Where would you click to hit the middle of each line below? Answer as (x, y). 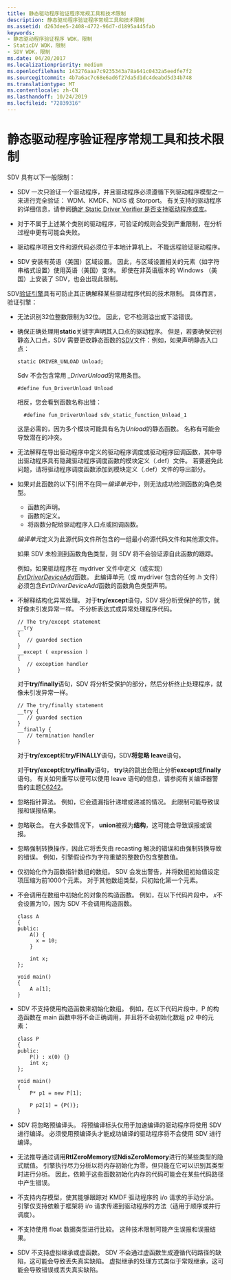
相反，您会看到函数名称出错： (59, 402)
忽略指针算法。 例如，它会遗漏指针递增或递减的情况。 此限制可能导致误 (118, 802)
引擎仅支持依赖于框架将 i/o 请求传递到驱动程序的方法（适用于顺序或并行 (119, 1206)
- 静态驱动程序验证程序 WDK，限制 (50, 39)
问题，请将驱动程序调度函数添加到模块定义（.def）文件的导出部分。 (113, 469)
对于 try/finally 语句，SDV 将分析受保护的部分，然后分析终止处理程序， (117, 684)
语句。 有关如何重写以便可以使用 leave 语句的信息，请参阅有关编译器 (114, 778)
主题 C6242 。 (48, 787)
